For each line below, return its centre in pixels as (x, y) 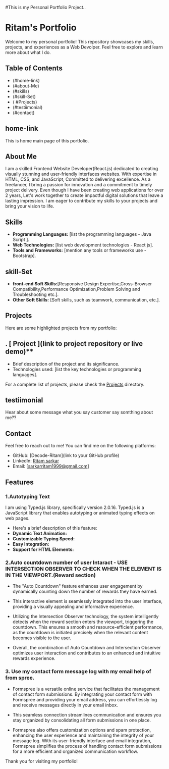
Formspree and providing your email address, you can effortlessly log (85, 699)
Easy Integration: (31, 544)
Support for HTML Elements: (43, 549)
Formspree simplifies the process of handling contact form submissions (87, 746)
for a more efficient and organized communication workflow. (75, 751)
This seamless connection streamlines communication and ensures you (87, 714)
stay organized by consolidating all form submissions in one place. (82, 720)
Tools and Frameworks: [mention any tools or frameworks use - (79, 250)
